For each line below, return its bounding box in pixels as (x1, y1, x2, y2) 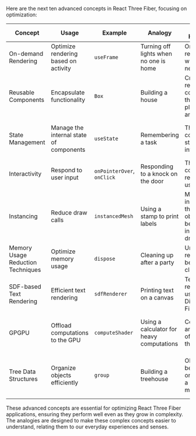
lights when (140, 50, 172, 57)
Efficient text (51, 287, 86, 294)
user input (51, 173, 79, 181)
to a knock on (140, 170, 178, 178)
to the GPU (51, 336, 81, 344)
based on (51, 57, 77, 65)
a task (140, 138, 157, 146)
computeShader (94, 329, 134, 336)
